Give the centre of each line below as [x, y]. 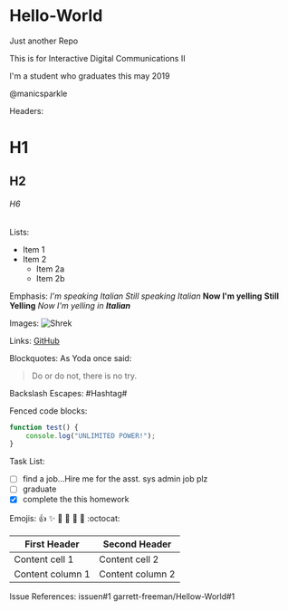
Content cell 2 [129, 559]
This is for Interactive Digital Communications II [97, 58]
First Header [52, 544]
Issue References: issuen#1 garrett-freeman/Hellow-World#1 [122, 596]
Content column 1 [52, 574]
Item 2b [50, 278]
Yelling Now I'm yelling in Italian [70, 305]
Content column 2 [137, 574]
